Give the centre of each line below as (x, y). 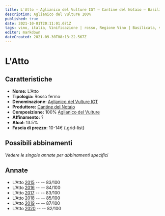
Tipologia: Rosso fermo (36, 96)
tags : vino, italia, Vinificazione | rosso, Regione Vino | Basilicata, (81, 28)
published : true (22, 19)
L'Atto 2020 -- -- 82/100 (37, 208)
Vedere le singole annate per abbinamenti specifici (57, 155)
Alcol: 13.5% (25, 122)
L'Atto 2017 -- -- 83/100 (36, 192)
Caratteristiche (29, 79)
